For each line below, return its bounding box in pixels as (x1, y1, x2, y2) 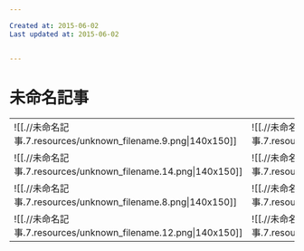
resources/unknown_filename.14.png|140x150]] (33, 165, 243, 178)
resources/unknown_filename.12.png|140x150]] (33, 227, 243, 239)
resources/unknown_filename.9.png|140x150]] (33, 135, 237, 148)
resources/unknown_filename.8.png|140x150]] (33, 196, 237, 208)
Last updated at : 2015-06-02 (9, 29, 119, 39)
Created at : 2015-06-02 (9, 21, 100, 30)
